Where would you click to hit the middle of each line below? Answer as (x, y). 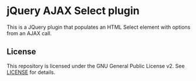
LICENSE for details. (31, 72)
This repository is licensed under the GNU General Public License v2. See (96, 66)
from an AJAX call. (29, 33)
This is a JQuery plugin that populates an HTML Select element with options (99, 27)
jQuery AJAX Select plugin (73, 11)
